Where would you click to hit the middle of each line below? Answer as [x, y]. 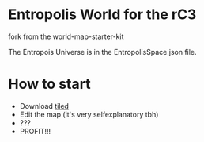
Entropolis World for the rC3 [102, 15]
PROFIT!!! [35, 131]
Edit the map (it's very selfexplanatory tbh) [89, 114]
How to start [49, 84]
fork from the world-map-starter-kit [66, 36]
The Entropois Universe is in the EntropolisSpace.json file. [102, 52]
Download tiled [44, 106]
